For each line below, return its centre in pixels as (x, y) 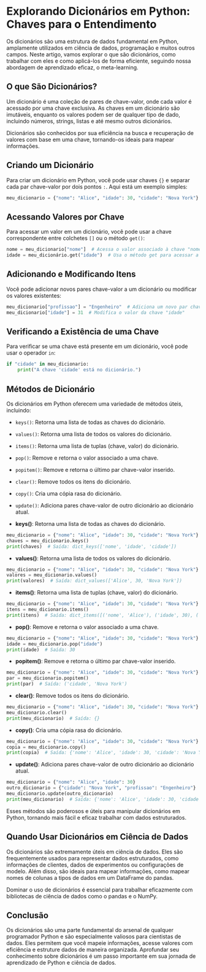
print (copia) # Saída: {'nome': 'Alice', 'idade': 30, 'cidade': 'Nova (101, 753)
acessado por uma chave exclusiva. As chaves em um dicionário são (93, 108)
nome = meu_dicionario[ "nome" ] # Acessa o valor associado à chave (96, 250)
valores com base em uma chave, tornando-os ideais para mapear (90, 139)
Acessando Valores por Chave (65, 217)
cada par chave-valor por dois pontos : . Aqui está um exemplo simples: (97, 187)
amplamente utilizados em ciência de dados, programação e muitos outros (101, 48)
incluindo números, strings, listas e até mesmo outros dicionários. (90, 121)
